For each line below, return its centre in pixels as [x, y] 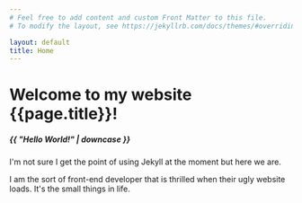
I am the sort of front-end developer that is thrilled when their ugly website [147, 180]
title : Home [31, 50]
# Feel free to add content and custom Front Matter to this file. [138, 18]
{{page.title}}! [64, 114]
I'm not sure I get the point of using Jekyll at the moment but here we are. [145, 162]
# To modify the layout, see [64, 26]
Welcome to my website [101, 95]
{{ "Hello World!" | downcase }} [70, 139]
